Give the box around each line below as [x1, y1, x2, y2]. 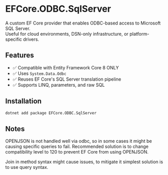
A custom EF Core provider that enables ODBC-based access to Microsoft [5, 20, 161, 26]
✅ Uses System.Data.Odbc [12, 70, 67, 77]
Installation [5, 97, 42, 106]
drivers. [23, 36, 39, 42]
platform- [129, 31, 149, 37]
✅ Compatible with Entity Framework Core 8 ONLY [12, 64, 119, 70]
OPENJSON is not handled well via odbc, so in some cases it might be [5, 138, 152, 144]
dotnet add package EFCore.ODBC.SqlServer [5, 110, 97, 115]
